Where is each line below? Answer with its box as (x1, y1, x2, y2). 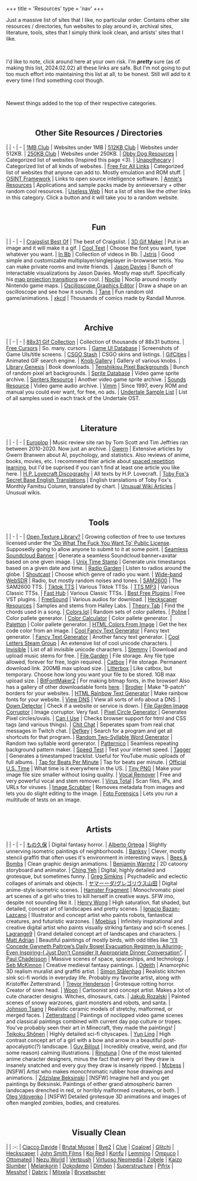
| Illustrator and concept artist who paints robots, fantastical (28, 911, 173, 918)
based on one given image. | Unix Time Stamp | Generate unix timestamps (6, 558, 186, 565)
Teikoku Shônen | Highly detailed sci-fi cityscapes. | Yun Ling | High (6, 1030, 171, 1037)
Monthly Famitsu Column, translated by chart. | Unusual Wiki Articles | (6, 483, 176, 490)
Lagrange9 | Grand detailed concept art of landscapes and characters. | (6, 930, 181, 937)
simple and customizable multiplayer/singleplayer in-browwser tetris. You (6, 256, 184, 264)
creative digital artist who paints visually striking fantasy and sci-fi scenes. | (6, 923, 190, 931)
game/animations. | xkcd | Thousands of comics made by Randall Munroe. (6, 294, 186, 301)
